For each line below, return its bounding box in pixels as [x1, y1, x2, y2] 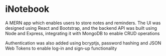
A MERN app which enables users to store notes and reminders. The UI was [5, 20, 161, 26]
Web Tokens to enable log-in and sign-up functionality [5, 45, 117, 51]
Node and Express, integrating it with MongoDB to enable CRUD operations [5, 30, 160, 36]
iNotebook [5, 3, 49, 15]
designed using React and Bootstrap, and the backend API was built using [5, 25, 157, 31]
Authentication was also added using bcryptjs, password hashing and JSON [5, 40, 162, 46]
